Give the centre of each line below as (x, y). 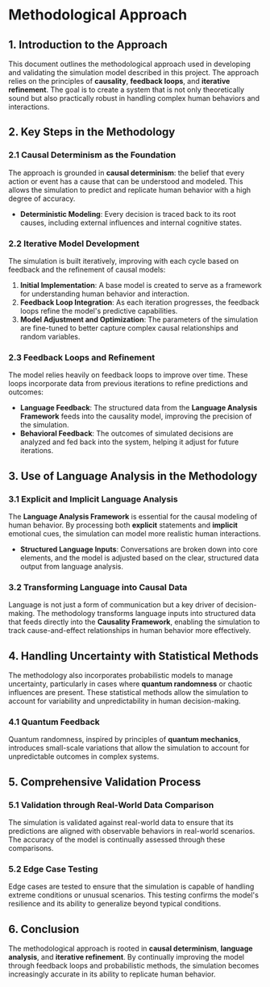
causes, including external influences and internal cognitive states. (131, 223)
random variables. (50, 336)
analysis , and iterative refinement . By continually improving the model (126, 957)
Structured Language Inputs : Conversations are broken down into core (139, 549)
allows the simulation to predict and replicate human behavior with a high (130, 189)
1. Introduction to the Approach (88, 45)
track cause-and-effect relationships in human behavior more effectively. (130, 631)
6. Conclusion (44, 929)
